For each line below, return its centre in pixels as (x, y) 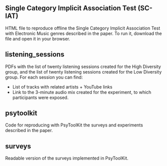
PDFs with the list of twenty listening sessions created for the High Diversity (83, 66)
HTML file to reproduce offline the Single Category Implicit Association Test (83, 28)
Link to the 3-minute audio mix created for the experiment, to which (82, 92)
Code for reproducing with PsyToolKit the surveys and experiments (74, 125)
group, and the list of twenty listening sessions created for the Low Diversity (83, 71)
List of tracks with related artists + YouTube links (62, 86)
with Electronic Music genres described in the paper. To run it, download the (83, 33)
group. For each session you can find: (44, 77)
